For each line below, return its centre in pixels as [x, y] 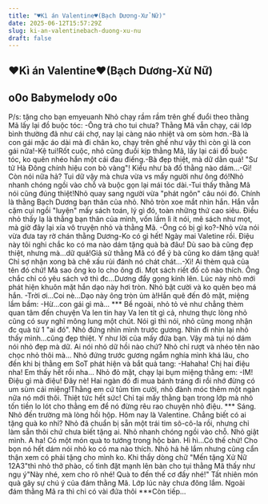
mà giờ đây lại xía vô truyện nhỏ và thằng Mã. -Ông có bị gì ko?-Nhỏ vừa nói [134, 228]
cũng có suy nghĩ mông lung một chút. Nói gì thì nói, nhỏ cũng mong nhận [131, 321]
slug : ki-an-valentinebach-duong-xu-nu [75, 30]
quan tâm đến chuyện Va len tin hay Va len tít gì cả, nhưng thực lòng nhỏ [128, 312]
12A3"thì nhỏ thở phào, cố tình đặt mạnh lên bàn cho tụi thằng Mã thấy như [132, 466]
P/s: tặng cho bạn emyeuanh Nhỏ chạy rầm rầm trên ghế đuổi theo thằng [129, 117]
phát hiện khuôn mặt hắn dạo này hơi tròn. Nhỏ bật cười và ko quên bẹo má [132, 287]
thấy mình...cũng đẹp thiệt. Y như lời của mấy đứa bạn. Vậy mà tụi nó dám [130, 338]
